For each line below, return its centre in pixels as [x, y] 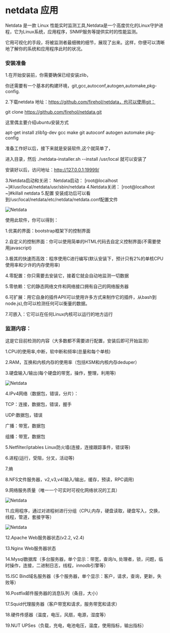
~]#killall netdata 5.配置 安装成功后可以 [46, 193]
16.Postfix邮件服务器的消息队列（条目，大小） [53, 593]
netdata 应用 [32, 10]
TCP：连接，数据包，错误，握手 [38, 404]
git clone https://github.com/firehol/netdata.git [54, 112]
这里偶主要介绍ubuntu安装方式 [37, 122]
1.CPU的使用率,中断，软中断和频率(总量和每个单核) [58, 351]
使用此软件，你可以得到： [32, 220]
